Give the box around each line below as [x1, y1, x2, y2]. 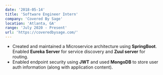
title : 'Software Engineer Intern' [5, 12, 79, 17]
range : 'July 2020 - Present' [5, 25, 68, 30]
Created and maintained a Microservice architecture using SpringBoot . [12, 44, 157, 49]
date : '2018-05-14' [5, 7, 45, 12]
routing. [12, 54, 29, 59]
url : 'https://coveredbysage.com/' [5, 30, 79, 35]
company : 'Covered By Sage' [5, 16, 63, 21]
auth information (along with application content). [12, 64, 113, 70]
